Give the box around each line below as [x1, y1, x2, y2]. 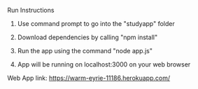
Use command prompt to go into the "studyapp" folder [17, 20, 175, 27]
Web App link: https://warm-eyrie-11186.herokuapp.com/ [7, 74, 170, 82]
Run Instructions [7, 6, 55, 14]
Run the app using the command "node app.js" [17, 47, 153, 55]
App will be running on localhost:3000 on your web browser [17, 60, 191, 69]
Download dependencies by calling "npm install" [17, 33, 158, 41]
